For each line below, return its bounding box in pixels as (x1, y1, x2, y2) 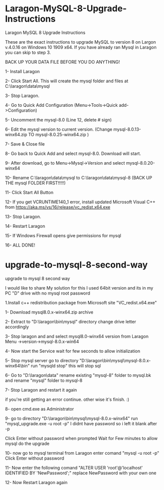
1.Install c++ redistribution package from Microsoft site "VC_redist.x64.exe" (5, 299, 157, 305)
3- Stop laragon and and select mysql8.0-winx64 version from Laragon (5, 333, 149, 339)
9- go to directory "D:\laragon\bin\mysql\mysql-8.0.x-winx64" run (5, 415, 138, 421)
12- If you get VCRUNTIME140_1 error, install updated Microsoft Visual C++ (5, 199, 156, 205)
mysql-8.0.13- (113, 126, 141, 132)
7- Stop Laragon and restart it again (5, 387, 77, 392)
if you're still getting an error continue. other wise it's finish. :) (5, 396, 130, 402)
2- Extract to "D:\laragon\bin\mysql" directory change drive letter (5, 318, 136, 324)
